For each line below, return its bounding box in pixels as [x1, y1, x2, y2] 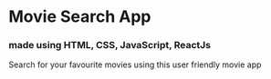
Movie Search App [8, 6, 151, 27]
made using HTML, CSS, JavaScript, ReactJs [8, 39, 212, 52]
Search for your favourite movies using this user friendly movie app [8, 59, 262, 70]
